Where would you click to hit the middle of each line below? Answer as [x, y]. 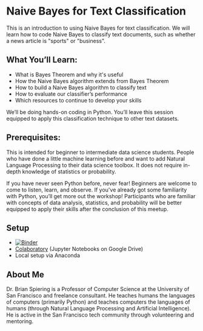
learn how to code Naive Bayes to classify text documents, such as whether [101, 34]
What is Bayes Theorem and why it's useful [69, 75]
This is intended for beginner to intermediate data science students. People [100, 152]
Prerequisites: [33, 138]
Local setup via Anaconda [48, 255]
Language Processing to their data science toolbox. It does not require [94, 165]
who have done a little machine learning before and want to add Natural [96, 158]
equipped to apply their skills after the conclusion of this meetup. [87, 209]
